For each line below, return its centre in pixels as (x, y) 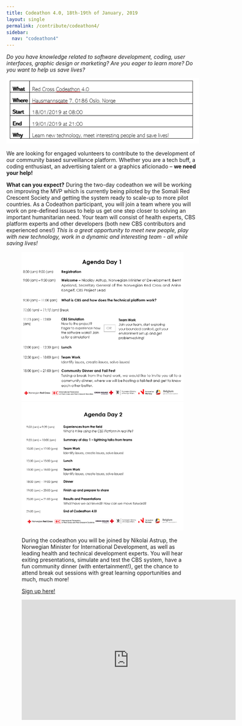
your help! (20, 173)
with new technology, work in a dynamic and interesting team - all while (97, 237)
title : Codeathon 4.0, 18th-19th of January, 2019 (72, 13)
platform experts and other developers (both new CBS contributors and (96, 224)
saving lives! (22, 243)
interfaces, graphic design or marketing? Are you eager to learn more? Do (100, 64)
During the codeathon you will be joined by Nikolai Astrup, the (100, 540)
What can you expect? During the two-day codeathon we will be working (99, 185)
